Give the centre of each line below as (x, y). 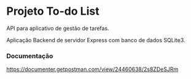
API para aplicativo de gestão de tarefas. (58, 28)
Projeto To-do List (53, 11)
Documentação (30, 56)
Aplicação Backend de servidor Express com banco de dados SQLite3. (96, 40)
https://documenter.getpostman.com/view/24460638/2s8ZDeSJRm (92, 69)
